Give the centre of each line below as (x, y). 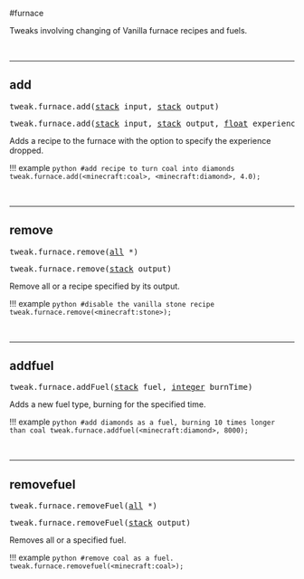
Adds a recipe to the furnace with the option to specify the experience (140, 140)
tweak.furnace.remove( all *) (74, 252)
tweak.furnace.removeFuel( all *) (84, 506)
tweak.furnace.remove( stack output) (90, 269)
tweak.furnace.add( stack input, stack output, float (129, 123)
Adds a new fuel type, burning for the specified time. (108, 404)
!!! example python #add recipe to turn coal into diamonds (122, 167)
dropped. (26, 150)
